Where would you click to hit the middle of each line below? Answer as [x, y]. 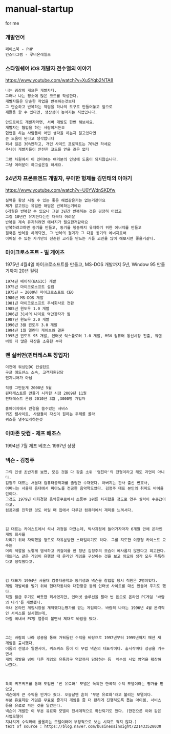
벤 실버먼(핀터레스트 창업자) [38, 355]
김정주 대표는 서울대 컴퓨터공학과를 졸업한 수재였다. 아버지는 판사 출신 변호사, [78, 483]
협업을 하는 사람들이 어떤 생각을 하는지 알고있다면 [51, 133]
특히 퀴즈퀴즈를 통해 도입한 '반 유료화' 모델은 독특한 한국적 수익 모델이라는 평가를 [81, 684]
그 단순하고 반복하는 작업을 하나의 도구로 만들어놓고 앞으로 [59, 107]
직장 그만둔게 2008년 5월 [29, 388]
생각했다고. [25, 562]
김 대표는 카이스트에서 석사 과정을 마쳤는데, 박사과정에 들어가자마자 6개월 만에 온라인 [84, 529]
